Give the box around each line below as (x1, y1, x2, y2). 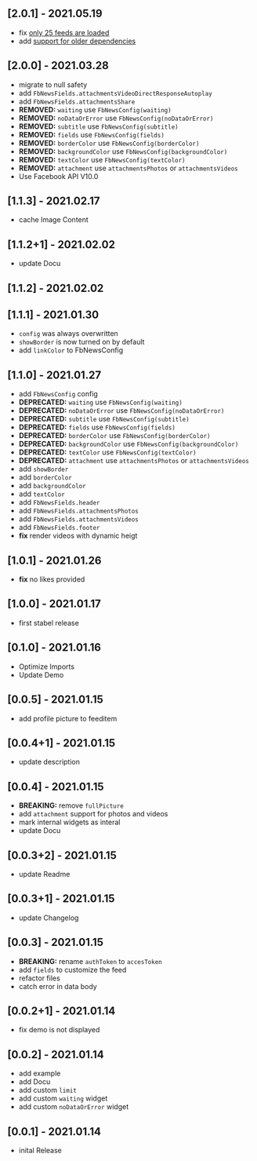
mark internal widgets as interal (18, 817, 121, 827)
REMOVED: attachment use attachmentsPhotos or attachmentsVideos (18, 163, 238, 173)
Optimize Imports (18, 662, 75, 671)
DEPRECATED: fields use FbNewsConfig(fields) (18, 422, 176, 432)
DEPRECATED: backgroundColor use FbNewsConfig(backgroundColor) (18, 440, 239, 449)
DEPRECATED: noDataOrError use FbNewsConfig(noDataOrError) (18, 406, 225, 415)
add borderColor (18, 473, 72, 482)
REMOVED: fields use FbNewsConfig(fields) (18, 130, 165, 139)
